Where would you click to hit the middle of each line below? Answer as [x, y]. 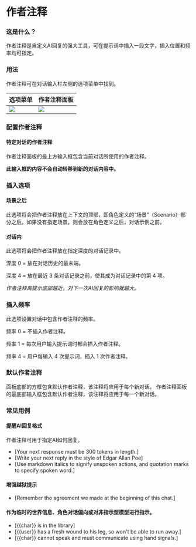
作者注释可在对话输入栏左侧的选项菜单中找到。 [62, 83]
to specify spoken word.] [44, 470]
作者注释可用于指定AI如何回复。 [44, 440]
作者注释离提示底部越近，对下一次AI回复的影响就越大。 [73, 288]
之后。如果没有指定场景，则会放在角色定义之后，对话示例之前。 [88, 222]
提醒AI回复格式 [24, 426]
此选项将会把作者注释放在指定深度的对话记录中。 [65, 251]
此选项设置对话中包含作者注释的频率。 [52, 319]
